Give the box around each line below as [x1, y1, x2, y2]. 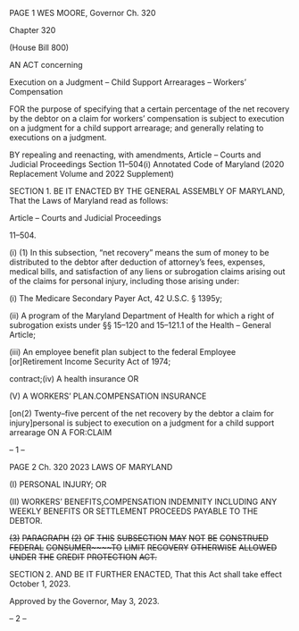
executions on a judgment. [9, 132, 107, 142]
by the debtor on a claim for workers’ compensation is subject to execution [9, 114, 285, 123]
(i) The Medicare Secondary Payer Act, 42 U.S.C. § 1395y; [9, 293, 223, 303]
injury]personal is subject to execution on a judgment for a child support [9, 417, 275, 428]
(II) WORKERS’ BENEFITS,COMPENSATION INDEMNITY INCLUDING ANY [9, 496, 278, 507]
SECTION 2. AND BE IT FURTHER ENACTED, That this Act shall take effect [9, 569, 283, 579]
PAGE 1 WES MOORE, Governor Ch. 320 [9, 8, 156, 18]
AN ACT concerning [9, 60, 83, 70]
